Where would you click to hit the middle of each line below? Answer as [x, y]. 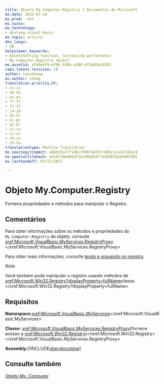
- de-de [13, 92]
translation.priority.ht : [32, 83]
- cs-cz [13, 88]
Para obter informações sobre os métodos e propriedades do [67, 231]
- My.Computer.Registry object [37, 60]
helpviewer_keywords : [27, 51]
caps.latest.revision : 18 [32, 70]
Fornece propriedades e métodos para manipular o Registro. [66, 204]
